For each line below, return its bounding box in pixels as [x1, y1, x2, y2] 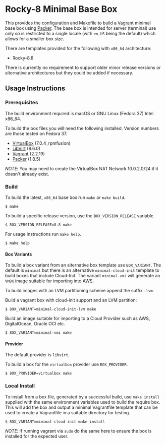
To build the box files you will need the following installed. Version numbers [5, 125, 159, 131]
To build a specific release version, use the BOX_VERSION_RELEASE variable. [5, 212, 155, 219]
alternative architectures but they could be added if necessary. [5, 69, 134, 75]
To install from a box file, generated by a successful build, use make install [5, 393, 160, 400]
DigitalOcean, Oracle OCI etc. [5, 321, 65, 327]
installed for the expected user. [5, 433, 68, 439]
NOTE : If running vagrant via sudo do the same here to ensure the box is [5, 428, 152, 434]
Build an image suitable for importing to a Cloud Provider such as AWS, [5, 316, 150, 321]
